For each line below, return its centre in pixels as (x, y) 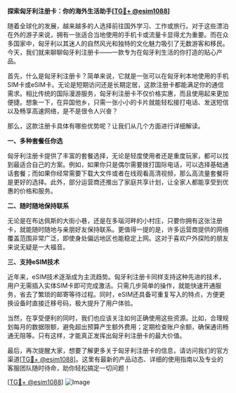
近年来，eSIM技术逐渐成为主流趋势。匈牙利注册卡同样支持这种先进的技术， (116, 277)
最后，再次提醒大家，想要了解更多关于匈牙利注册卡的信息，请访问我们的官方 (118, 351)
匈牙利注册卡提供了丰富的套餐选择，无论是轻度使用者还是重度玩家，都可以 (115, 156)
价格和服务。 (38, 191)
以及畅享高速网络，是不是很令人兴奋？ (63, 111)
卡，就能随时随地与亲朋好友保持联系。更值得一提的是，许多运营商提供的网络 (118, 229)
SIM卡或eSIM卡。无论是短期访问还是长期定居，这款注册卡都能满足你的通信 (116, 85)
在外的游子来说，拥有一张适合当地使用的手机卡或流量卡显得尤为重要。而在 (115, 35)
